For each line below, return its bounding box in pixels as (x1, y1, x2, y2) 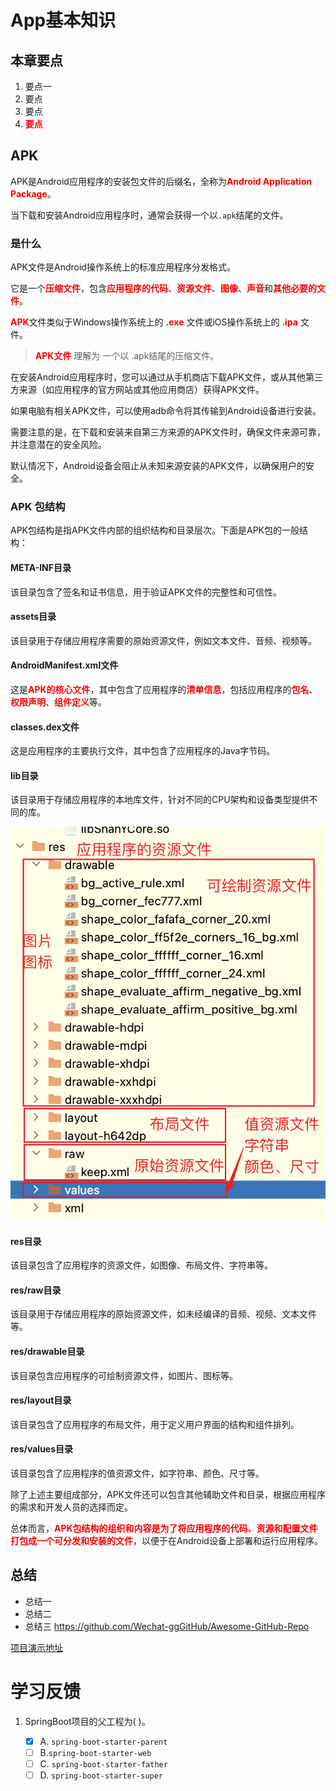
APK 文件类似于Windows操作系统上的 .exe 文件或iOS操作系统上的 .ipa (10, 316, 298, 328)
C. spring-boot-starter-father (39, 1757, 168, 1770)
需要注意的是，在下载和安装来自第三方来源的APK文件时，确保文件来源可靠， (10, 426, 327, 438)
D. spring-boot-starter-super (39, 1769, 164, 1781)
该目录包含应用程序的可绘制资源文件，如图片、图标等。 (10, 1369, 238, 1381)
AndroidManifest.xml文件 (10, 659, 119, 671)
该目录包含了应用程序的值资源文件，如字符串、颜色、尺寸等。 (10, 1467, 265, 1480)
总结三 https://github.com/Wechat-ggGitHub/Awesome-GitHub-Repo (24, 1620, 310, 1632)
